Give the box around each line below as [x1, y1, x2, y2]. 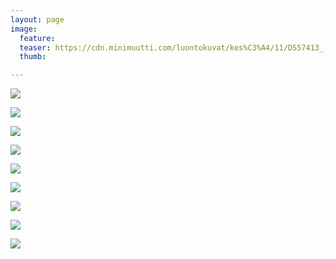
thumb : [19, 52, 47, 62]
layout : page [10, 14, 65, 25]
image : [10, 24, 38, 34]
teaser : [19, 42, 52, 53]
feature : [19, 33, 56, 43]
